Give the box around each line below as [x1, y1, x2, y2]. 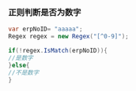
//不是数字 [8, 68, 40, 76]
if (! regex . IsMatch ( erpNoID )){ [8, 47, 108, 55]
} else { [8, 61, 30, 69]
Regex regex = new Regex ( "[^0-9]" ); [8, 33, 129, 41]
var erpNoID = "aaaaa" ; [8, 25, 83, 33]
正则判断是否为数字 [8, 6, 81, 17]
